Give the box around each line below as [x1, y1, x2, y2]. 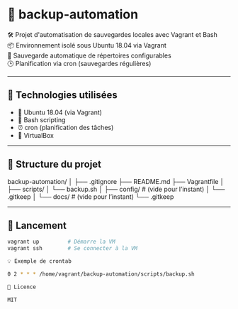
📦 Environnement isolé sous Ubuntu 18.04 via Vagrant [7, 40, 166, 49]
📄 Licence [7, 283, 37, 291]
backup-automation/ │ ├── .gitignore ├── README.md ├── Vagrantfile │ [7, 177, 225, 185]
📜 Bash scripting [17, 115, 66, 124]
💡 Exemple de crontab [7, 258, 72, 265]
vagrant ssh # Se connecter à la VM [7, 245, 138, 252]
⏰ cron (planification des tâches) [17, 123, 114, 131]
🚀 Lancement [7, 219, 67, 232]
